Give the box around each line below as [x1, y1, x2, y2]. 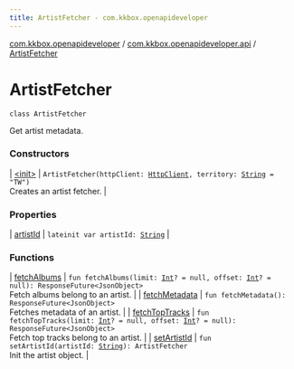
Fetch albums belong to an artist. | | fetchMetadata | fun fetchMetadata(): [9, 289, 287, 300]
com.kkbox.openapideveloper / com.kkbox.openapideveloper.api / [9, 38, 257, 49]
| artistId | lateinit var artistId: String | [9, 229, 170, 240]
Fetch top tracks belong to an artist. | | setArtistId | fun [9, 332, 212, 344]
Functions [9, 251, 54, 264]
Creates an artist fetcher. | [9, 185, 107, 196]
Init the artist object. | [9, 350, 89, 361]
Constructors [9, 147, 70, 160]
